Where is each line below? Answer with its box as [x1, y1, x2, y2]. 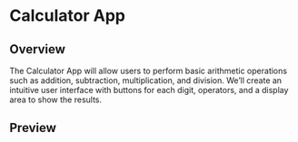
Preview [9, 120, 57, 136]
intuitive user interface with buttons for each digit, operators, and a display [9, 85, 289, 95]
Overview [9, 42, 66, 57]
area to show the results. [9, 94, 103, 105]
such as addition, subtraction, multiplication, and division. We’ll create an [9, 75, 283, 86]
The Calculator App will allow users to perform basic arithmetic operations [9, 65, 288, 76]
